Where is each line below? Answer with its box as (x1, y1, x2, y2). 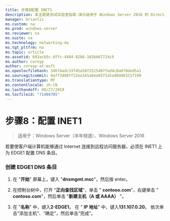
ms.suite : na (5, 36, 33, 41)
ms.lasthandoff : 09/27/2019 (5, 87, 65, 92)
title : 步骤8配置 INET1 (5, 7, 52, 13)
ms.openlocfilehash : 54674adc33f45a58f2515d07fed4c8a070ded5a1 (5, 69, 142, 74)
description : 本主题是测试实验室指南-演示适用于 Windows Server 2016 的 (5, 12, 149, 17)
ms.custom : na (5, 21, 35, 27)
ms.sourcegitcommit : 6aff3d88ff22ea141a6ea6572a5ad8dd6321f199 (5, 73, 142, 78)
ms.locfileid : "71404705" (5, 92, 60, 97)
